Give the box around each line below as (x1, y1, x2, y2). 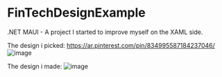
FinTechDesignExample (7, 5, 146, 21)
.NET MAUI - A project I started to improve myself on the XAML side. (7, 28, 203, 36)
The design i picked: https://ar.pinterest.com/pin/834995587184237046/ (7, 41, 215, 49)
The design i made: (7, 62, 62, 70)
